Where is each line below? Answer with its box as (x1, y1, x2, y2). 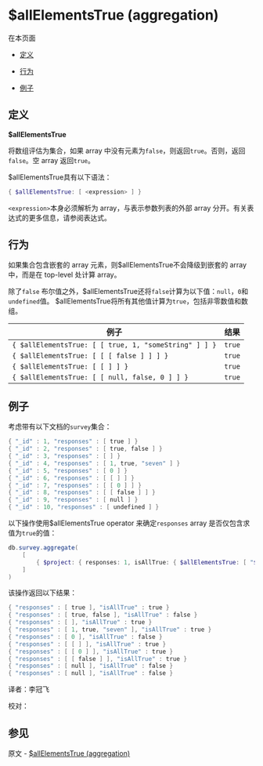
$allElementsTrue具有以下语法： (8, 172, 112, 182)
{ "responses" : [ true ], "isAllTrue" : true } (8, 604, 170, 612)
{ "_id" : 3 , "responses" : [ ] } (8, 452, 121, 460)
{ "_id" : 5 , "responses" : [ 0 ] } (8, 466, 128, 474)
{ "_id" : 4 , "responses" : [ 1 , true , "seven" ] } (8, 459, 181, 467)
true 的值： (22, 528, 57, 537)
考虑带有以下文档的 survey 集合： (8, 422, 112, 431)
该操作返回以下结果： (8, 588, 77, 597)
